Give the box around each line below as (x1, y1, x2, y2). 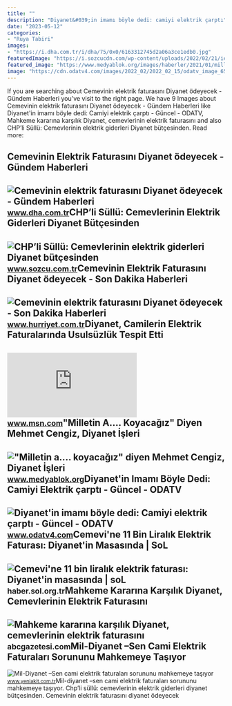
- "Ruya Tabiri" (7, 36, 54, 43)
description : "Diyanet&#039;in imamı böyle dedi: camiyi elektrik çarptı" (7, 17, 227, 23)
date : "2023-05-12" (7, 23, 64, 30)
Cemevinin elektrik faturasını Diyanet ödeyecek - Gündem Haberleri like (7, 101, 211, 110)
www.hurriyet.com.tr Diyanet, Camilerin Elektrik (7, 318, 202, 330)
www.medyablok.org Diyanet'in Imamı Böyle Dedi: (7, 473, 211, 484)
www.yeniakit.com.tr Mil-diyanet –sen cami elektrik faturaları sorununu (7, 677, 197, 685)
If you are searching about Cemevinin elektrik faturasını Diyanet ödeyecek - (7, 87, 222, 95)
